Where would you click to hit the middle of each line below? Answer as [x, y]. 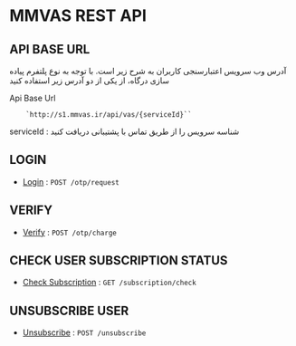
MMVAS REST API [78, 16]
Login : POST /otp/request [71, 181]
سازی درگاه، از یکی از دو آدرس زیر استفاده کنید [90, 81]
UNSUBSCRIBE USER [69, 310]
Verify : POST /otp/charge [70, 232]
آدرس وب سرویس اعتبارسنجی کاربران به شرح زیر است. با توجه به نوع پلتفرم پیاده [148, 71]
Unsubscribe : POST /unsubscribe [84, 332]
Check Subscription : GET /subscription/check [109, 283]
